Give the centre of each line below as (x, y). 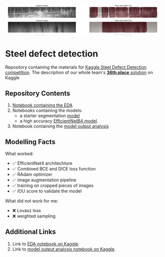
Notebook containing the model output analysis (61, 126)
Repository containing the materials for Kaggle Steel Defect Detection (76, 67)
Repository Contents (38, 93)
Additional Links (31, 232)
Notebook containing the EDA (42, 105)
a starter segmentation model (50, 116)
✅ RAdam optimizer (32, 174)
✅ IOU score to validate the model (47, 191)
